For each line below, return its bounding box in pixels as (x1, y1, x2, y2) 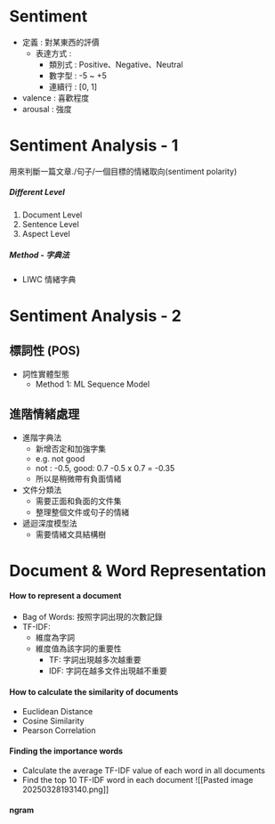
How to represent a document (9, 591, 122, 601)
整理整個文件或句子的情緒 (35, 506, 130, 518)
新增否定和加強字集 (35, 443, 107, 453)
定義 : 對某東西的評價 (21, 37, 100, 47)
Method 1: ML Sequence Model (35, 379, 150, 389)
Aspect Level (21, 228, 71, 239)
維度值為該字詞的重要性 (35, 643, 122, 654)
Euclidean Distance (21, 706, 93, 717)
